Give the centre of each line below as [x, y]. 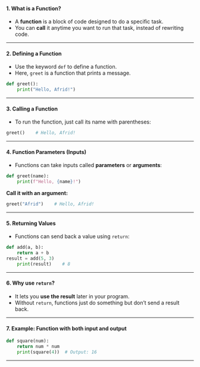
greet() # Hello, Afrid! [41, 133]
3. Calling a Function [32, 109]
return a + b [33, 253]
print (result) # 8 [43, 264]
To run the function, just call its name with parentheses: [83, 122]
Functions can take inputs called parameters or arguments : [88, 165]
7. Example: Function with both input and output [66, 328]
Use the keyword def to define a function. [66, 67]
